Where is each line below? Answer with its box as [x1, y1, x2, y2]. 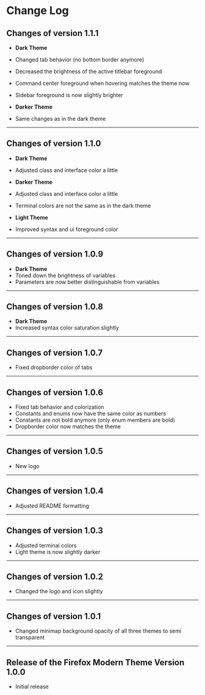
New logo [15, 462, 40, 470]
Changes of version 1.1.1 [6, 28, 99, 38]
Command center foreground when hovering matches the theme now [15, 80, 190, 87]
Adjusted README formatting [15, 502, 90, 510]
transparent [15, 634, 45, 641]
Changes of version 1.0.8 [6, 301, 104, 312]
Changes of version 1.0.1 [6, 611, 101, 621]
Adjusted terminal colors [15, 541, 77, 549]
